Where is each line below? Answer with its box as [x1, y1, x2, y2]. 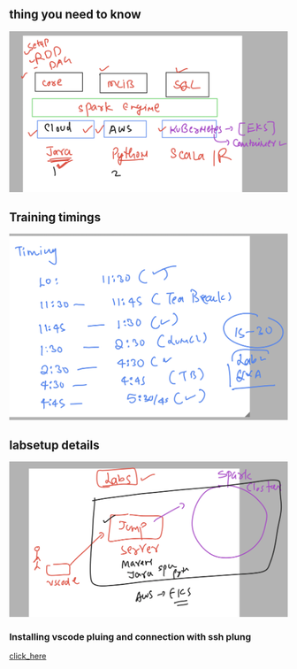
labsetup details [9, 437, 100, 452]
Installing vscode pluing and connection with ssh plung [9, 630, 252, 642]
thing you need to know [9, 7, 141, 22]
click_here [9, 650, 47, 662]
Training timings [9, 210, 102, 225]
